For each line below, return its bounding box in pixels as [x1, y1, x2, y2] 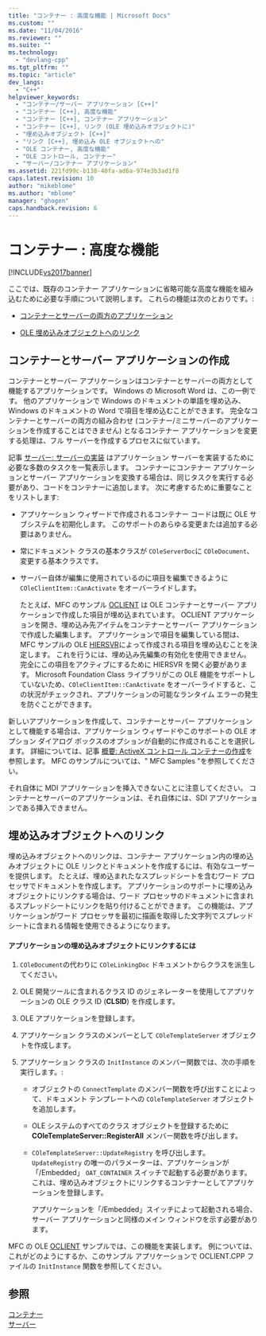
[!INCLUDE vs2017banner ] [8, 268, 93, 277]
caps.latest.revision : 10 [8, 174, 94, 183]
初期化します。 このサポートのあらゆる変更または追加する [61, 519, 251, 529]
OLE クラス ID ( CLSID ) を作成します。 [56, 997, 180, 1006]
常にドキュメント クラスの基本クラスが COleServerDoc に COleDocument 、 [19, 546, 254, 556]
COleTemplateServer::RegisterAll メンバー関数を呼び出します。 [31, 1131, 243, 1141]
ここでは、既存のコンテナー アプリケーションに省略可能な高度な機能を [8, 284, 240, 294]
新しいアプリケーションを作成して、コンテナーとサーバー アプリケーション [8, 717, 253, 726]
